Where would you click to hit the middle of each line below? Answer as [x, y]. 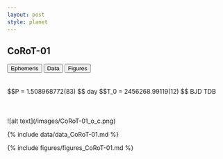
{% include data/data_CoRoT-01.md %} [63, 135]
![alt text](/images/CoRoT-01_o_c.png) [61, 121]
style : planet [28, 22]
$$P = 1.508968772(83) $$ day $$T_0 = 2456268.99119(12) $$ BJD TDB [112, 92]
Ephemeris [25, 68]
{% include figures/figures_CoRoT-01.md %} [71, 148]
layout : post [26, 15]
